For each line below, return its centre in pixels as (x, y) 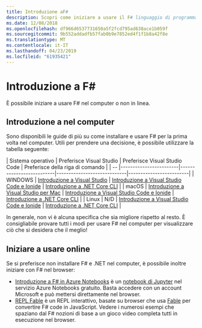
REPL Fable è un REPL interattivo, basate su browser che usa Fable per (103, 301)
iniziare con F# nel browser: (41, 270)
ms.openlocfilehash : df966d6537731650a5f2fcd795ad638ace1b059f (87, 29)
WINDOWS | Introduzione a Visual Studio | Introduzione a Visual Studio (94, 180)
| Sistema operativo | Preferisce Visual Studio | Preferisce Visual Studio (94, 161)
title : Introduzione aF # (37, 12)
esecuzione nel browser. (45, 320)
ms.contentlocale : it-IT (37, 46)
